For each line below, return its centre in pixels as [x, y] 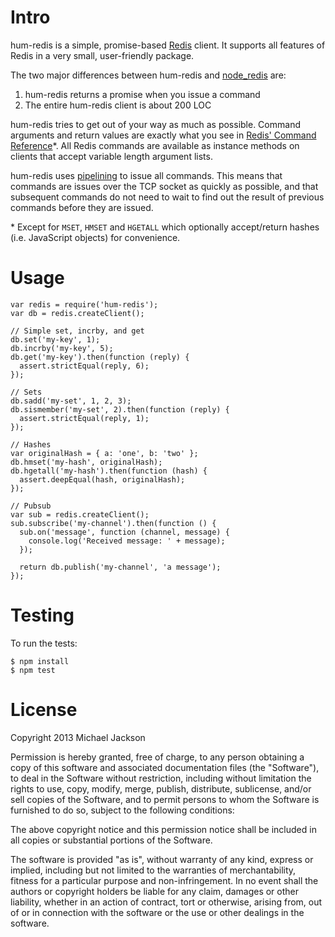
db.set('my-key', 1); [55, 339]
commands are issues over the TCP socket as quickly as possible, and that [164, 186]
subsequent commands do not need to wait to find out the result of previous [167, 197]
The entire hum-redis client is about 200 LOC [118, 105]
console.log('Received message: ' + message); [127, 541]
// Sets [26, 392]
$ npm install [40, 661]
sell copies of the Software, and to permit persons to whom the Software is [165, 799]
